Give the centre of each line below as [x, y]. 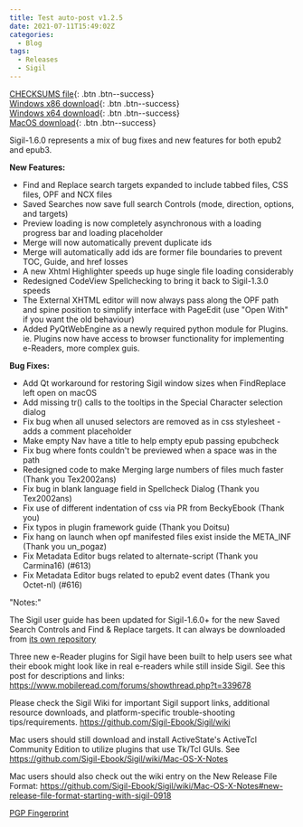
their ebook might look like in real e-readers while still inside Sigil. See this [147, 666]
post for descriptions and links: [67, 675]
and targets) [45, 213]
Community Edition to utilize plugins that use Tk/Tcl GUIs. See [125, 749]
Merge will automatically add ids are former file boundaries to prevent [152, 252]
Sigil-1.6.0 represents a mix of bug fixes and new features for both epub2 [146, 140]
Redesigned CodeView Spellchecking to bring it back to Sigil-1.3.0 [145, 280]
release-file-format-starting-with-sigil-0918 [90, 795]
